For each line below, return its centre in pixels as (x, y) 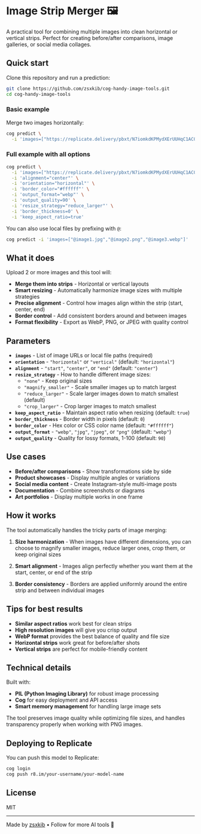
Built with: (19, 682)
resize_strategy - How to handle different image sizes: (83, 375)
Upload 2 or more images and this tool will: (59, 272)
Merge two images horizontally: (45, 122)
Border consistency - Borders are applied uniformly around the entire (101, 584)
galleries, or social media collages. (49, 44)
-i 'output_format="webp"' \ (48, 195)
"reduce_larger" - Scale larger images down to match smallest (101, 394)
